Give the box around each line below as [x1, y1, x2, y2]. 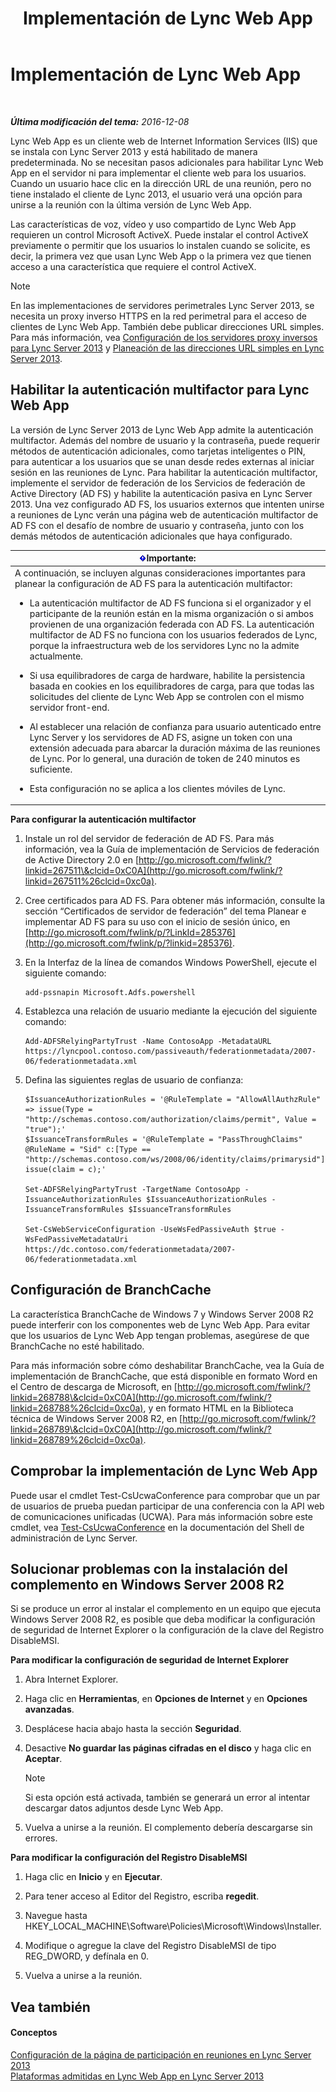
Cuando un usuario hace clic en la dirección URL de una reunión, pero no [10, 177, 312, 189]
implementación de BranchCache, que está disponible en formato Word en [10, 1370, 318, 1382]
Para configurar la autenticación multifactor [10, 813, 197, 825]
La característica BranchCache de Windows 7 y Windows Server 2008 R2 [10, 1308, 315, 1320]
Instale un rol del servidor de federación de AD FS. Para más [24, 833, 275, 844]
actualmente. [29, 650, 83, 662]
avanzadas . [24, 1703, 75, 1716]
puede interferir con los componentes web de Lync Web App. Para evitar [10, 1318, 311, 1331]
